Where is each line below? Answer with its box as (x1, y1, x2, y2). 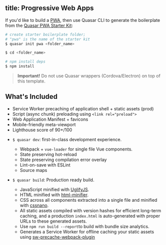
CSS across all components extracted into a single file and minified (19, 197, 158, 203)
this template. (17, 78, 46, 84)
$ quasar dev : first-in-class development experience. (12, 136, 122, 142)
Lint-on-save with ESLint (19, 162, 71, 168)
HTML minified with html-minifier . (19, 191, 89, 198)
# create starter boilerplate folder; (5, 32, 86, 37)
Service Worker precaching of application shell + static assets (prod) (12, 105, 154, 111)
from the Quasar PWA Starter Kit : (5, 22, 73, 28)
